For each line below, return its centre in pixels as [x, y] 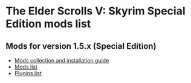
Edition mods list [48, 24]
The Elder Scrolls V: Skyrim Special [95, 11]
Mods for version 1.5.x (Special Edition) [81, 46]
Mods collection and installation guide [62, 60]
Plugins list [28, 73]
